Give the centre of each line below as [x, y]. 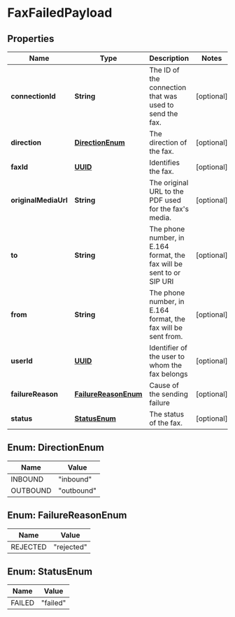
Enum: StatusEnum [50, 572]
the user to [167, 356]
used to [162, 105]
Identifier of [168, 348]
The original [169, 183]
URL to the [166, 191]
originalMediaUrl [39, 200]
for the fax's [169, 209]
